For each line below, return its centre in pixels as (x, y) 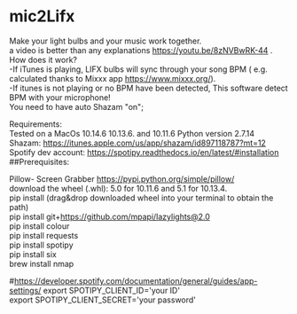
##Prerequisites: (39, 161)
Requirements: (35, 124)
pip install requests (44, 235)
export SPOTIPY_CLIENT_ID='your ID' (111, 290)
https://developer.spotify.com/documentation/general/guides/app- (136, 280)
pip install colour (39, 226)
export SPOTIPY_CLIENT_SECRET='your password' (103, 300)
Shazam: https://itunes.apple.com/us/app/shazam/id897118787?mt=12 (137, 143)
